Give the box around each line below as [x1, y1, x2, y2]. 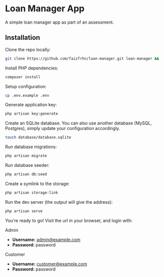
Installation [5, 33, 40, 42]
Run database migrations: [5, 144, 57, 150]
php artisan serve [5, 209, 43, 214]
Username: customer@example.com [12, 261, 87, 267]
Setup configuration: [5, 83, 47, 89]
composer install [5, 74, 41, 79]
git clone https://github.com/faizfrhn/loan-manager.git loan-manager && [5, 56, 160, 61]
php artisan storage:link [5, 190, 58, 195]
